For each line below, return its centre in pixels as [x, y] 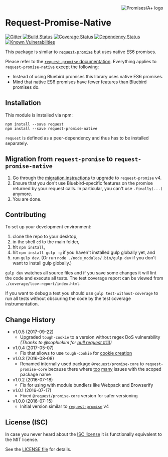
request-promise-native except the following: [52, 67]
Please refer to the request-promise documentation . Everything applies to [81, 61]
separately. [17, 143]
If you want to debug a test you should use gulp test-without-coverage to [82, 293]
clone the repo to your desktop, [45, 237]
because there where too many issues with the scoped [105, 369]
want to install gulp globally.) [42, 263]
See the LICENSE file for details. [38, 449]
